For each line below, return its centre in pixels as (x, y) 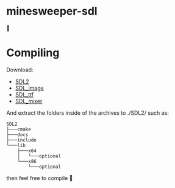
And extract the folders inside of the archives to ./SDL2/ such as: (88, 113)
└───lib (16, 145)
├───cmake (19, 129)
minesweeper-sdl (52, 11)
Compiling (33, 53)
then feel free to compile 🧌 (40, 178)
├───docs (17, 135)
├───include (21, 140)
